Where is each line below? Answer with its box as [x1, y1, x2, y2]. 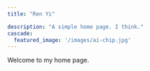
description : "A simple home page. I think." [7, 23, 144, 31]
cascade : [7, 30, 33, 37]
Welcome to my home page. [7, 56, 90, 65]
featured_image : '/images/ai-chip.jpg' [13, 36, 132, 43]
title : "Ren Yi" [7, 10, 55, 18]
